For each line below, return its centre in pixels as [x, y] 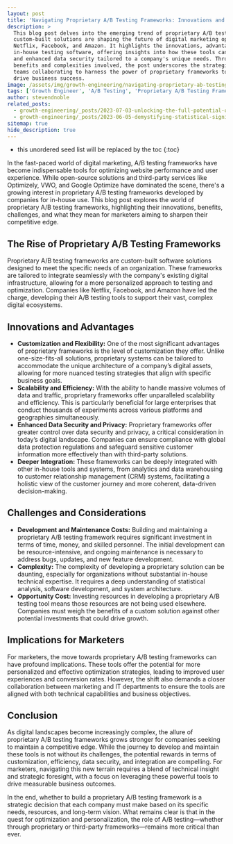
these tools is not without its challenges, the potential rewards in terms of [112, 754]
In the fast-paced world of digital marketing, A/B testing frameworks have [112, 163]
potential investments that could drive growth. [83, 618]
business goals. [40, 380]
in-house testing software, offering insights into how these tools [114, 53]
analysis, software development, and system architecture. [100, 588]
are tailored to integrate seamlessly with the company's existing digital [108, 276]
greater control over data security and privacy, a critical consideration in [120, 432]
